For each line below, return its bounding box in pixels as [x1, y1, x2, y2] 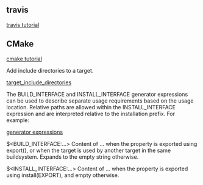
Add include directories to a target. [6, 67, 94, 74]
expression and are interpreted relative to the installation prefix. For [6, 110, 176, 117]
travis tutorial [6, 21, 40, 28]
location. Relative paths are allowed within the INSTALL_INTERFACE [6, 103, 176, 111]
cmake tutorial [6, 55, 43, 62]
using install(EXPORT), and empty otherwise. [6, 171, 119, 179]
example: [6, 116, 29, 124]
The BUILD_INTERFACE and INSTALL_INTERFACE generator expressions [6, 90, 188, 98]
